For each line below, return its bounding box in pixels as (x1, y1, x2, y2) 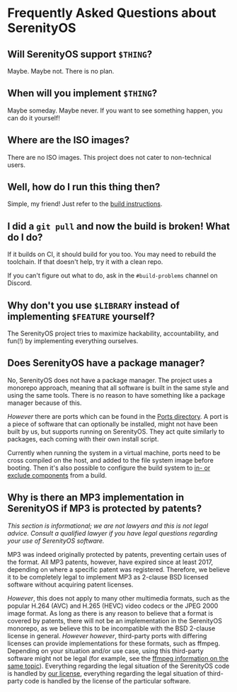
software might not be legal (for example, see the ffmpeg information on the (7, 654, 229, 662)
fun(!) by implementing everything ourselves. (7, 337, 139, 345)
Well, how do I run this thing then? (7, 181, 161, 193)
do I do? (7, 231, 43, 243)
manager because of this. (7, 398, 82, 407)
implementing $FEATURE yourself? (7, 310, 156, 323)
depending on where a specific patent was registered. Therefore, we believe (7, 565, 230, 574)
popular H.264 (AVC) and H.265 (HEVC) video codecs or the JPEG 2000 (7, 601, 219, 610)
